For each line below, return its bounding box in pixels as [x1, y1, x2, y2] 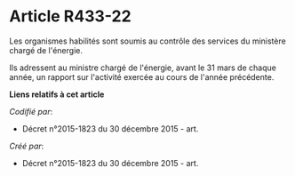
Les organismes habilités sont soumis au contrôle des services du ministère [9, 36, 286, 46]
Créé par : [9, 140, 44, 151]
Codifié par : [9, 106, 53, 116]
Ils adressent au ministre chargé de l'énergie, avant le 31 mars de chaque [9, 62, 277, 73]
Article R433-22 [9, 6, 132, 27]
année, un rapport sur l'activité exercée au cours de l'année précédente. [9, 71, 275, 82]
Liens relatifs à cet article [9, 89, 105, 100]
